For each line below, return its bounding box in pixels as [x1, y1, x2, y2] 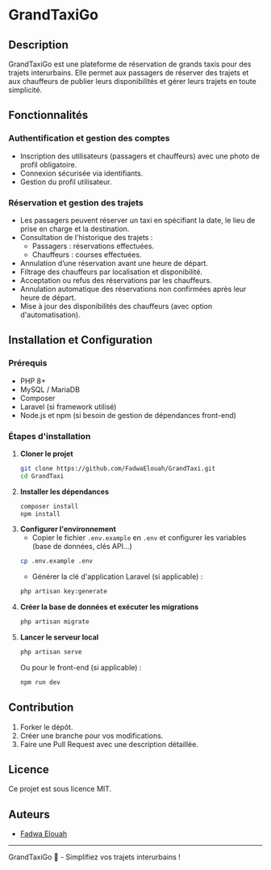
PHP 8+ [19, 376, 46, 386]
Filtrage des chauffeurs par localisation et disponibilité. [19, 267, 203, 277]
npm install [19, 509, 60, 518]
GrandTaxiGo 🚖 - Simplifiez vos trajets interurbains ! [8, 852, 181, 862]
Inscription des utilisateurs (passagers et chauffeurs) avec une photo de [19, 151, 261, 161]
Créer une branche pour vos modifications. [19, 730, 164, 741]
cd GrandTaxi [19, 471, 65, 480]
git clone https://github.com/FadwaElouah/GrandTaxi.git [19, 464, 216, 472]
